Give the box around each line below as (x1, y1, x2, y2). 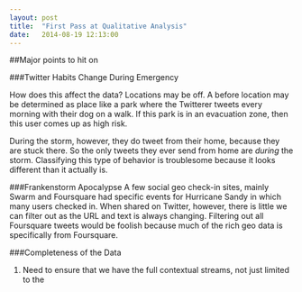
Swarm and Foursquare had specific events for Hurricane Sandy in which (9, 191, 282, 203)
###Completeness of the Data (9, 247, 122, 258)
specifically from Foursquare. (9, 230, 119, 241)
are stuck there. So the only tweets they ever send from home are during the (9, 145, 294, 156)
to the (22, 274, 45, 285)
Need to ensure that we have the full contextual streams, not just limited (22, 265, 290, 276)
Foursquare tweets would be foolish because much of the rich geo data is (9, 220, 283, 231)
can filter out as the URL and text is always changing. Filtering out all (9, 211, 264, 222)
